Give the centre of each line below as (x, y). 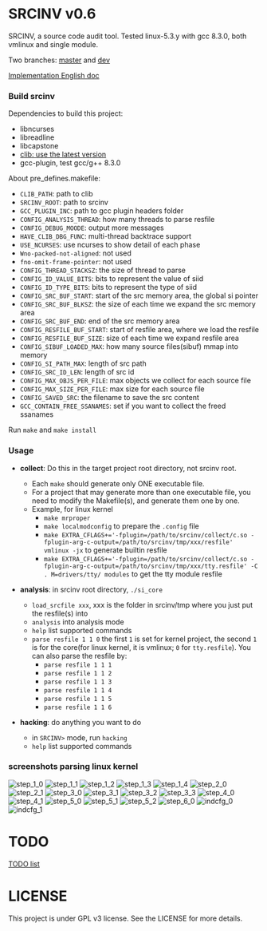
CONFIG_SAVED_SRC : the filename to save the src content (109, 398)
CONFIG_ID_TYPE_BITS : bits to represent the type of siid (108, 287)
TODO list (24, 864)
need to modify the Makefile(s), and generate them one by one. (136, 501)
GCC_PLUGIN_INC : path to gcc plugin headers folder (102, 211)
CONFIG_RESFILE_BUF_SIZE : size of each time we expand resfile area (129, 338)
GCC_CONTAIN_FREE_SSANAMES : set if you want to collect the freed (123, 406)
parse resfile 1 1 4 (78, 690)
